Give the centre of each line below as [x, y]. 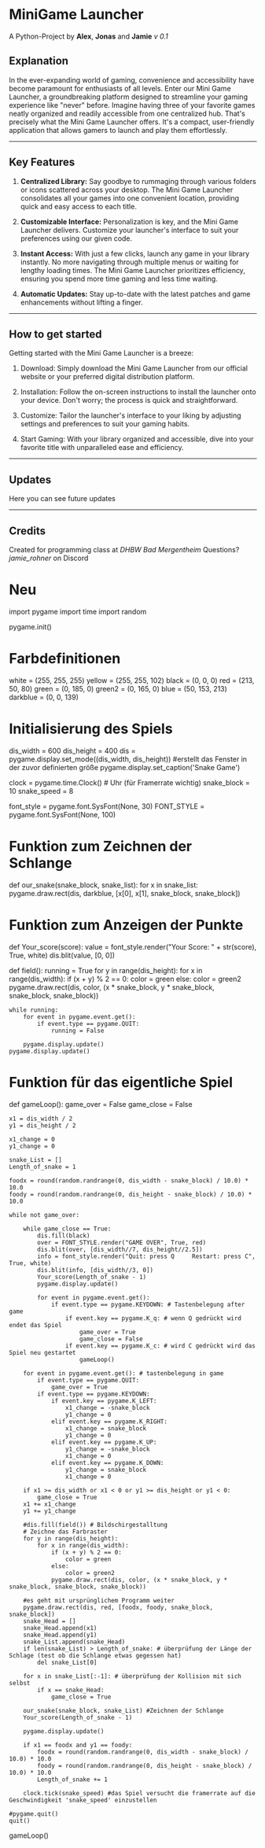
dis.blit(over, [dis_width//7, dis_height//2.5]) [120, 1249]
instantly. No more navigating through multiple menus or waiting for [129, 262]
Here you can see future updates [63, 499]
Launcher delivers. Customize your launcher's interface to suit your [129, 230]
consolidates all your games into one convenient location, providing [129, 197]
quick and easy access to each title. [78, 206]
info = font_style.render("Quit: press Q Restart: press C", [147, 1256]
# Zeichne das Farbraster [66, 1532]
